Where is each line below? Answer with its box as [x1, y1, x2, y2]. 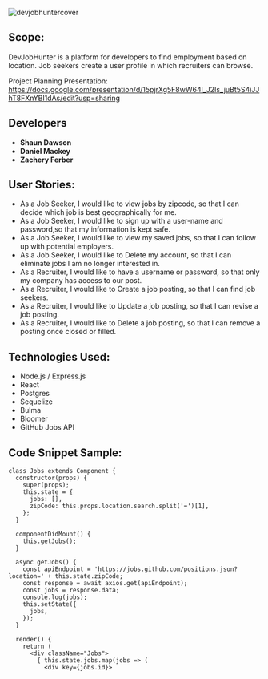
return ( [22, 642, 52, 651]
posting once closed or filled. [19, 327, 117, 337]
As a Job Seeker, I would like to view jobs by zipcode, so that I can [19, 199, 240, 208]
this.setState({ [22, 600, 78, 608]
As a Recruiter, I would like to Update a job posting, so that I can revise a [19, 301, 258, 311]
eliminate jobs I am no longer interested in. [19, 259, 160, 269]
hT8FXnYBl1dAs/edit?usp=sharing [8, 93, 121, 103]
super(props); [22, 481, 70, 489]
